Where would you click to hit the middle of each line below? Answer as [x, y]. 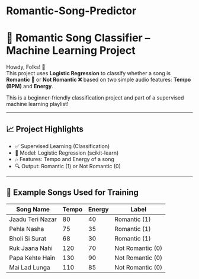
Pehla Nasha [27, 229]
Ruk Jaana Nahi [31, 248]
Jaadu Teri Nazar [33, 219]
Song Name [33, 209]
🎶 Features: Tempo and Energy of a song [64, 159]
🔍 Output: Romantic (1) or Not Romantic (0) [68, 166]
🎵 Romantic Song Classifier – [78, 38]
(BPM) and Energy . [30, 86]
